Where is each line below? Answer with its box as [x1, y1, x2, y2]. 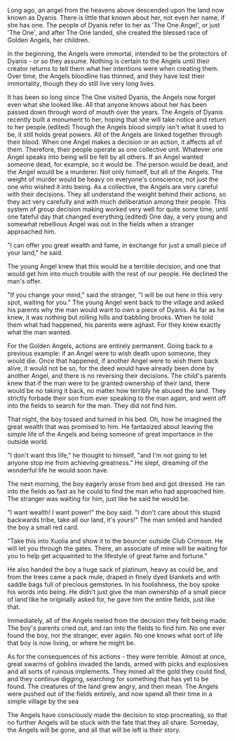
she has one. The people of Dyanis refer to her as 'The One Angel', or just [7, 21, 220, 29]
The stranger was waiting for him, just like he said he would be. [7, 495, 190, 503]
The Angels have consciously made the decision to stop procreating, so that [7, 711, 228, 719]
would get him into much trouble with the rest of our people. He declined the [7, 270, 228, 278]
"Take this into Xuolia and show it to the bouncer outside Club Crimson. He [7, 537, 223, 545]
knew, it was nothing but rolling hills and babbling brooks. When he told [7, 313, 214, 321]
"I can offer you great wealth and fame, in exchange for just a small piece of [7, 241, 227, 249]
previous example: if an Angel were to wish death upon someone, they [7, 349, 211, 357]
